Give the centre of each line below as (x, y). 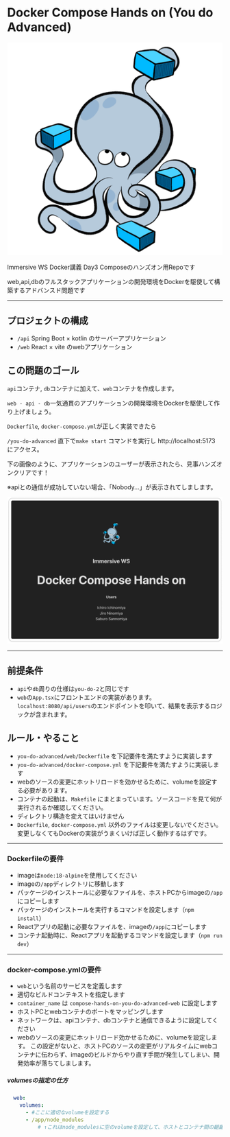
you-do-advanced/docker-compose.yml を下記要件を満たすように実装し (115, 764)
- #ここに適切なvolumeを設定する (67, 1112)
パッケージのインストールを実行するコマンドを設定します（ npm (105, 909)
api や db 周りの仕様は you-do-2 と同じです (73, 688)
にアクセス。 (25, 449)
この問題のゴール (43, 371)
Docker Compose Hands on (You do (110, 13)
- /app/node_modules (54, 1120)
